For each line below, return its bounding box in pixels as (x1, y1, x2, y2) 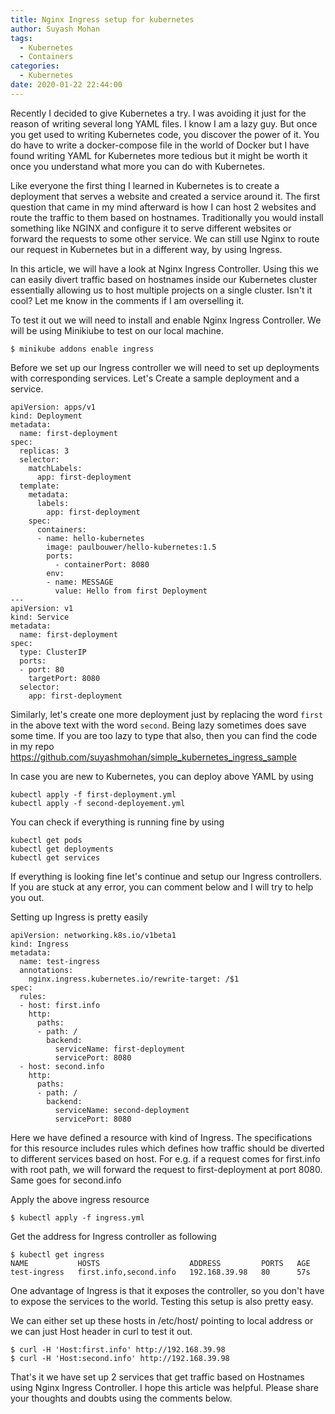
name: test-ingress (19, 956, 101, 966)
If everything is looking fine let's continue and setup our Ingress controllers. (10, 870, 323, 882)
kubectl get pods (10, 835, 83, 845)
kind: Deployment (10, 411, 83, 421)
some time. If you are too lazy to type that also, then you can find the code (10, 729, 318, 741)
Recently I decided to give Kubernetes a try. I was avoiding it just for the (10, 107, 307, 119)
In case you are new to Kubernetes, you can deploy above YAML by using (10, 770, 314, 782)
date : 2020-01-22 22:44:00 (10, 80, 123, 90)
